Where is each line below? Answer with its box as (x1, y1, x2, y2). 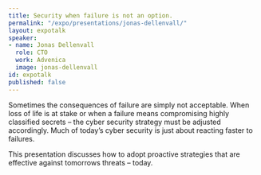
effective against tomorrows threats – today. (8, 157, 153, 167)
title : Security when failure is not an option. (8, 11, 173, 20)
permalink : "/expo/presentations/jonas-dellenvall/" (8, 19, 188, 27)
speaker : (8, 33, 38, 42)
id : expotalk (8, 71, 52, 79)
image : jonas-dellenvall (15, 64, 98, 72)
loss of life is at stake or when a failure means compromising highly (8, 108, 230, 118)
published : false (8, 78, 66, 86)
